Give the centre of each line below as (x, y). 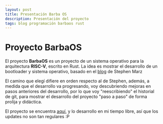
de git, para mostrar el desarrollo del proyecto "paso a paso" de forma (76, 97)
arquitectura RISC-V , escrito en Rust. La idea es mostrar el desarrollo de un (81, 66)
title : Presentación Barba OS (36, 14)
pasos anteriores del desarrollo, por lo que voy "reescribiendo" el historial (80, 92)
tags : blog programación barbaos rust (45, 23)
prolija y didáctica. (24, 102)
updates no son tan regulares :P (37, 117)
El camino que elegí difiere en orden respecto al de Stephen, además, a (77, 81)
